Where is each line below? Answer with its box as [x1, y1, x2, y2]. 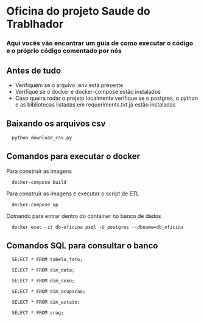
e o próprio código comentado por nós [6, 47, 122, 55]
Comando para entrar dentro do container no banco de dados [6, 212, 161, 220]
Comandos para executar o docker [6, 151, 141, 162]
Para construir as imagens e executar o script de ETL [6, 190, 139, 197]
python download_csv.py [12, 135, 72, 141]
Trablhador [6, 17, 64, 31]
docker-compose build [12, 179, 67, 185]
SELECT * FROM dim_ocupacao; [12, 289, 86, 295]
